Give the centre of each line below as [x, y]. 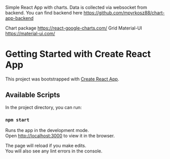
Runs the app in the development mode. [47, 130]
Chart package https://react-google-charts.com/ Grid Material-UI [74, 28]
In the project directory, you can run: [44, 107]
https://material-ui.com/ [30, 33]
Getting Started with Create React [78, 54]
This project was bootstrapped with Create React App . [62, 79]
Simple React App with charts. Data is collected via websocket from [76, 7]
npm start [17, 120]
